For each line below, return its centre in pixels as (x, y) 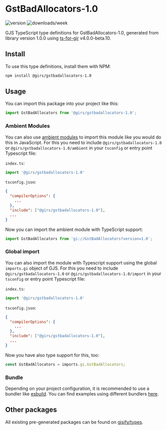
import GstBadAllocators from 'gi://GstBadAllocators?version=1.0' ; (79, 239)
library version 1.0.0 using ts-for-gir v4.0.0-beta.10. (58, 38)
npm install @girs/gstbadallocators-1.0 (49, 76)
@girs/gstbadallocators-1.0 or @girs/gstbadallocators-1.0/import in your (83, 273)
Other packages (31, 410)
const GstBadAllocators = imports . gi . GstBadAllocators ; (65, 364)
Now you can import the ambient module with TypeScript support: (74, 229)
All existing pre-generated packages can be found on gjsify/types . (74, 422)
